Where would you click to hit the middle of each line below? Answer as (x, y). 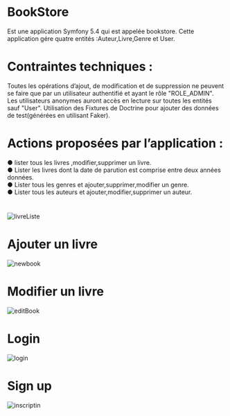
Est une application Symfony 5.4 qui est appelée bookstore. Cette (101, 31)
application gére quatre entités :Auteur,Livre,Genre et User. (91, 38)
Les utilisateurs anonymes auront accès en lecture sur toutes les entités (110, 101)
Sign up (29, 386)
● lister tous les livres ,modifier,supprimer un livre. (79, 162)
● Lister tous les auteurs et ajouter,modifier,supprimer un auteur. (100, 192)
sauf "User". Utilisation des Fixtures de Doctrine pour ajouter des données (113, 107)
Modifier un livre (56, 292)
